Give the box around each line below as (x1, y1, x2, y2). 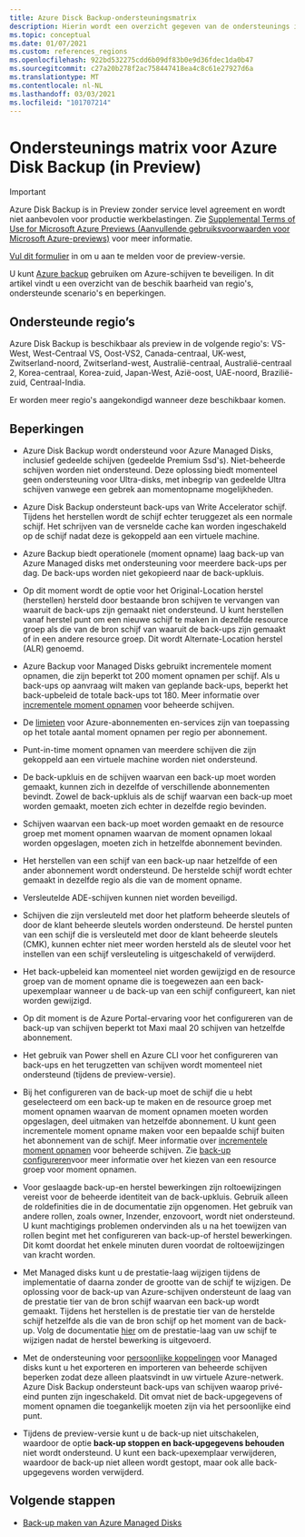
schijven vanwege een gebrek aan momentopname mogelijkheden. (22, 483, 274, 494)
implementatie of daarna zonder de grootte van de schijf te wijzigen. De (22, 1276, 291, 1288)
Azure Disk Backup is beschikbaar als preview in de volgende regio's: (9, 339, 270, 349)
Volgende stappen (9, 1493, 116, 1509)
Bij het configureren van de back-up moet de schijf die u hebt (22, 1087, 253, 1097)
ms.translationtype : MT (9, 73, 100, 82)
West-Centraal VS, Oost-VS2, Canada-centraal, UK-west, (33, 348, 247, 359)
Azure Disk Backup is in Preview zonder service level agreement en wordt (9, 204, 286, 215)
